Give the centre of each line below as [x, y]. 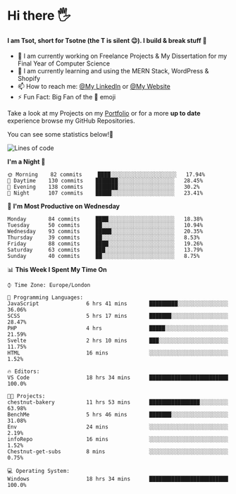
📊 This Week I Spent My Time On [57, 270]
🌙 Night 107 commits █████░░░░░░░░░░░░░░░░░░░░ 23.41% [105, 193]
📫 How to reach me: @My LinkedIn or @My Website [94, 87]
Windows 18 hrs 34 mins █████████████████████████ [118, 479]
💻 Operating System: [39, 471]
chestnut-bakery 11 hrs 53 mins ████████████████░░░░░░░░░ [118, 402]
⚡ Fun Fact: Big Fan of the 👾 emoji [67, 97]
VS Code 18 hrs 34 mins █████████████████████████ [118, 378]
